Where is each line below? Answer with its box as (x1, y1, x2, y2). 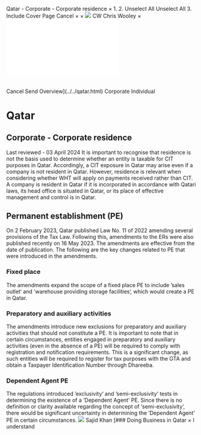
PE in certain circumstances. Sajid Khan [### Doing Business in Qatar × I (6, 416, 194, 424)
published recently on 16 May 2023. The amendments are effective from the (6, 240, 195, 247)
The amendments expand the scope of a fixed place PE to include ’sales (6, 281, 185, 288)
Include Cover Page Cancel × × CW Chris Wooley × (6, 12, 141, 19)
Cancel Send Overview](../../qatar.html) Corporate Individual (6, 87, 155, 95)
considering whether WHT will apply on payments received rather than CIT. (6, 174, 194, 182)
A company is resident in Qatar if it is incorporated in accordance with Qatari (6, 180, 196, 188)
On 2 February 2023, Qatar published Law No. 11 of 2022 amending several (6, 227, 193, 234)
